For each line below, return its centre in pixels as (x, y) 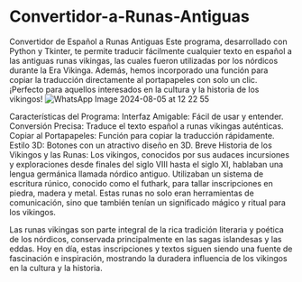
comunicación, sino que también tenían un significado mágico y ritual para (148, 202)
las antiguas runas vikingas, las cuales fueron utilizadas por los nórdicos (144, 60)
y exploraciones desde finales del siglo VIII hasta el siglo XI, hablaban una (146, 164)
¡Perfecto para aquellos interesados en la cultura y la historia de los (134, 89)
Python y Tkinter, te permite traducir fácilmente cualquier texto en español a (151, 50)
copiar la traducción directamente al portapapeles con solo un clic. (133, 79)
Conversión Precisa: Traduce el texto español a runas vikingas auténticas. (146, 126)
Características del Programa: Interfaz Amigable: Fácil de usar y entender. (146, 116)
